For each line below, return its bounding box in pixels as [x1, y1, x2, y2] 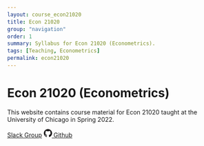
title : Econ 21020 [7, 18, 60, 25]
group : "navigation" [7, 25, 67, 32]
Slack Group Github [7, 131, 73, 139]
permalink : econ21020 [7, 55, 70, 62]
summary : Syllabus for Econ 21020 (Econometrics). [7, 40, 156, 48]
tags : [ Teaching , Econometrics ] [7, 48, 100, 54]
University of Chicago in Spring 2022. [7, 115, 115, 123]
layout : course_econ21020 [7, 11, 81, 18]
